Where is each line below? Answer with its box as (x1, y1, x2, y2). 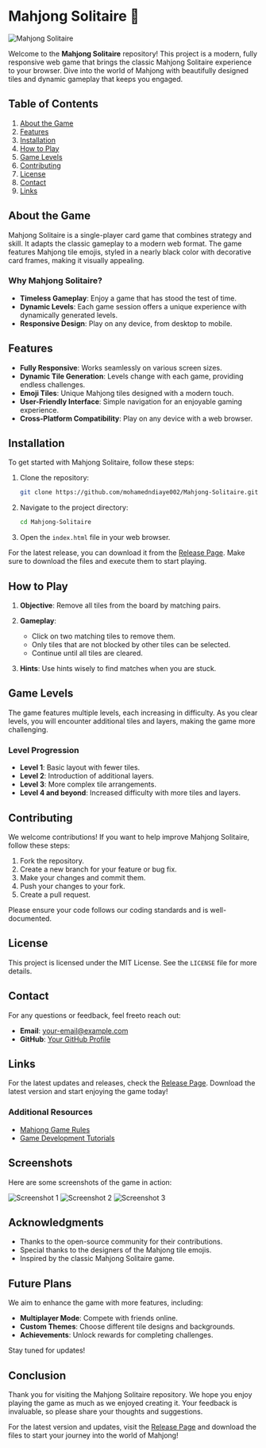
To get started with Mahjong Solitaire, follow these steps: (8, 457, 195, 468)
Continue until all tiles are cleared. (31, 648, 143, 658)
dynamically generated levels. (19, 310, 118, 320)
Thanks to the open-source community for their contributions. (19, 1236, 223, 1247)
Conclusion (8, 1368, 67, 1382)
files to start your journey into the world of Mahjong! (8, 1431, 179, 1440)
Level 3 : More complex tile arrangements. (19, 779, 157, 790)
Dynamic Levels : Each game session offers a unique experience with (19, 301, 247, 311)
